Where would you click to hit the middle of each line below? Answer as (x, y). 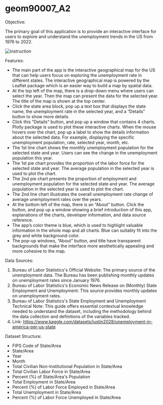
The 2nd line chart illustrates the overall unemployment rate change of (82, 194)
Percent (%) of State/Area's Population (51, 377)
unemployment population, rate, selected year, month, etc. (71, 142)
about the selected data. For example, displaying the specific (73, 137)
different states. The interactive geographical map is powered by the (81, 80)
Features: (15, 60)
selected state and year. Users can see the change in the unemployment (85, 153)
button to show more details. (41, 116)
